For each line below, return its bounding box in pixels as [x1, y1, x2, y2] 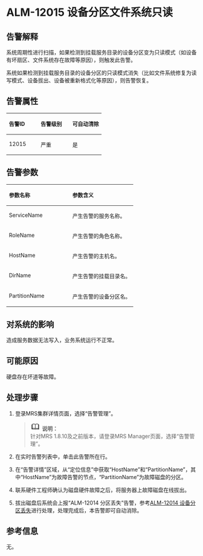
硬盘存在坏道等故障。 [6, 373, 59, 380]
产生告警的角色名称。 [72, 232, 126, 239]
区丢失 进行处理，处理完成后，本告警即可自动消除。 [14, 506, 143, 514]
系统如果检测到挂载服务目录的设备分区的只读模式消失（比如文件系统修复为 [6, 69, 192, 76]
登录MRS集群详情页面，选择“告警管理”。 [14, 409, 117, 417]
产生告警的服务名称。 [72, 212, 126, 219]
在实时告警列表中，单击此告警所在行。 [14, 452, 111, 460]
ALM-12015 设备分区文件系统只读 [6, 5, 173, 19]
